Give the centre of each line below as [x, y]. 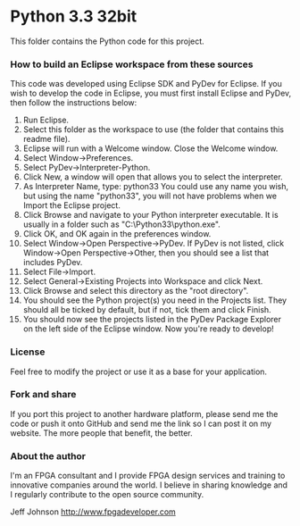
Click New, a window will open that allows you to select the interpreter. [153, 177]
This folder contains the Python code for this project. [107, 41]
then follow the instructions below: [74, 103]
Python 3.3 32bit [74, 17]
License [28, 352]
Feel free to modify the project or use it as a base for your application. [138, 372]
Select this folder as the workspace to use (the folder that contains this [154, 129]
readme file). [46, 139]
